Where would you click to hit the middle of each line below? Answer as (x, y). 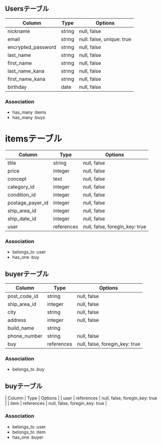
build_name (21, 328)
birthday (17, 87)
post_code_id (23, 297)
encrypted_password (32, 47)
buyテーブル (24, 386)
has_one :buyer (28, 437)
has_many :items (29, 112)
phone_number (25, 336)
